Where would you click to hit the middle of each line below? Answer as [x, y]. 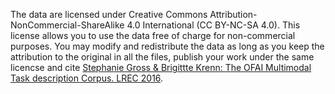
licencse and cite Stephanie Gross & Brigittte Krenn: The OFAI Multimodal [161, 67]
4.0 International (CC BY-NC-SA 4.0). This [213, 25]
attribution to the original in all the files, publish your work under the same [162, 57]
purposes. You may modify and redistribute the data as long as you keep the [167, 46]
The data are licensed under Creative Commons [109, 14]
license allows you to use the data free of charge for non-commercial [153, 35]
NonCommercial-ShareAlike [67, 25]
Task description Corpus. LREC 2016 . [87, 78]
